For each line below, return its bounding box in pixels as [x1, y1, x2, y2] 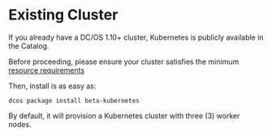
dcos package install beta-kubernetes [8, 96, 140, 104]
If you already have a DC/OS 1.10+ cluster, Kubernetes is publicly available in [8, 32, 264, 42]
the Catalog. [8, 40, 50, 50]
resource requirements [8, 65, 85, 74]
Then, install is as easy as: [8, 81, 97, 91]
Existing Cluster [8, 6, 119, 24]
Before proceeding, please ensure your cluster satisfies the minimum [8, 57, 240, 66]
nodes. [8, 119, 32, 129]
